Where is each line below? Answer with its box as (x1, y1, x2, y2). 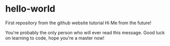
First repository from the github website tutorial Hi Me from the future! (5, 20, 152, 26)
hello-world (5, 3, 56, 15)
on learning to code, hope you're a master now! (5, 35, 105, 41)
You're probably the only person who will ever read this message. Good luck (5, 29, 165, 35)
